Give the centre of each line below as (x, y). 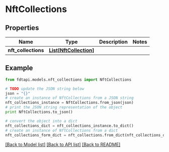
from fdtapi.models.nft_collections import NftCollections (68, 80)
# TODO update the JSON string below (45, 89)
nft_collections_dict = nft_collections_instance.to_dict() (70, 126)
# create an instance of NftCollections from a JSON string (70, 98)
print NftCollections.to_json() (39, 112)
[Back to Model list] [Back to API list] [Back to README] (63, 144)
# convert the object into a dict (41, 121)
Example (19, 68)
